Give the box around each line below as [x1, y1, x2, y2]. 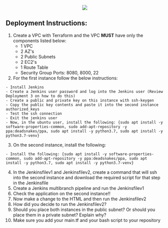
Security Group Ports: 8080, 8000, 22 [20, 69, 99, 75]
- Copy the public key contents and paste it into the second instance [6, 102, 158, 107]
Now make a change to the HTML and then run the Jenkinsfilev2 [13, 196, 147, 202]
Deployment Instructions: [6, 19, 87, 28]
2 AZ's [20, 48, 35, 54]
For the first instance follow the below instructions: [13, 75, 118, 81]
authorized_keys [6, 106, 40, 111]
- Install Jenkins [6, 84, 44, 90]
